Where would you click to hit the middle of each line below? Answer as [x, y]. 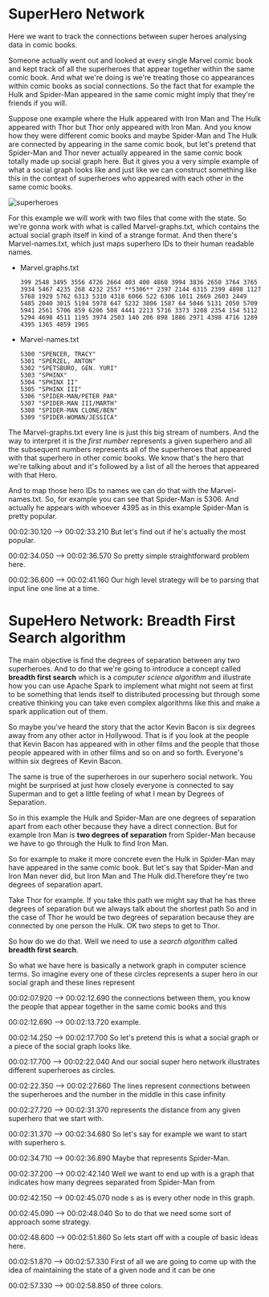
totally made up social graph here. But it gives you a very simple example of [134, 161]
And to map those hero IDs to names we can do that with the [108, 490]
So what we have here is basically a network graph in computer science [127, 965]
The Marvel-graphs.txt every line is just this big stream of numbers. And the [134, 432]
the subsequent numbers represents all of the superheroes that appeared [130, 449]
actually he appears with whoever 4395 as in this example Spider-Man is [128, 508]
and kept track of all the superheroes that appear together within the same [132, 68]
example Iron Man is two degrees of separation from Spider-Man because [132, 834]
